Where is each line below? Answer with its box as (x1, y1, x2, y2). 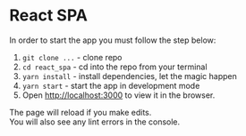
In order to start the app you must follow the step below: (9, 35, 216, 45)
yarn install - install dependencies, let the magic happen (21, 70, 237, 81)
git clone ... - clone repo (21, 52, 123, 62)
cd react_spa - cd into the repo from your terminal (21, 61, 208, 72)
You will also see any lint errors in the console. (9, 116, 181, 127)
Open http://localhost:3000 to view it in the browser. (21, 90, 216, 100)
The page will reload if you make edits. (9, 107, 152, 117)
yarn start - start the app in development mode (21, 80, 200, 91)
